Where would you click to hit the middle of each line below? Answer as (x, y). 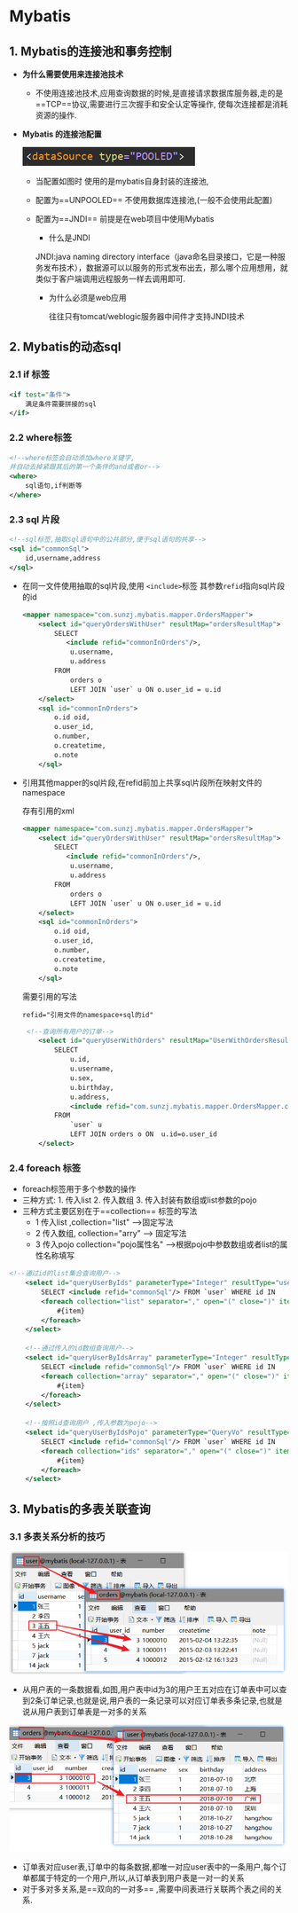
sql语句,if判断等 (54, 486)
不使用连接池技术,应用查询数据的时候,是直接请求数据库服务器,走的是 (159, 93)
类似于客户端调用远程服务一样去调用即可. (110, 278)
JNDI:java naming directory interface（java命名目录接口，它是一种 (156, 256)
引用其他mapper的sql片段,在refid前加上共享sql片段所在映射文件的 (142, 782)
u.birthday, (92, 1087)
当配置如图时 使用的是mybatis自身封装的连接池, (122, 181)
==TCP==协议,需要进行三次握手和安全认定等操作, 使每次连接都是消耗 (161, 104)
